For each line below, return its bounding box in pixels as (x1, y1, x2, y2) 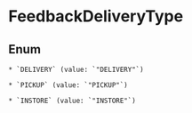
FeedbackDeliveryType (8, 6, 184, 27)
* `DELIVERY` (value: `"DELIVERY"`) (8, 65, 144, 74)
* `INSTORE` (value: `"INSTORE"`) (8, 96, 137, 105)
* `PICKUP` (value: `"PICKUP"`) (8, 81, 128, 90)
